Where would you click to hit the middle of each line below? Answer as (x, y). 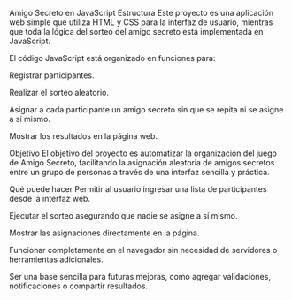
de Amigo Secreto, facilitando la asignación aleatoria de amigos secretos (142, 162)
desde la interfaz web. (50, 199)
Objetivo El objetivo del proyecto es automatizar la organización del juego (143, 153)
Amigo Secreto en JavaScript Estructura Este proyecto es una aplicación (142, 13)
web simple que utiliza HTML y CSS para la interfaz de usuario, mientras (141, 22)
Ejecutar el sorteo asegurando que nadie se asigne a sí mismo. (123, 215)
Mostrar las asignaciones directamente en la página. (105, 233)
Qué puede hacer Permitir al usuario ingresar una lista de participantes (138, 189)
